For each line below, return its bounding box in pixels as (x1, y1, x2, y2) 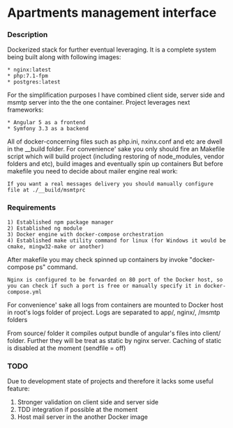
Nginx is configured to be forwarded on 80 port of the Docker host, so (7, 276, 223, 283)
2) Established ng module (7, 224, 82, 231)
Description (7, 30, 48, 40)
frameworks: (7, 106, 44, 114)
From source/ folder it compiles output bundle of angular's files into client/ (7, 329, 221, 337)
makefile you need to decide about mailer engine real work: (7, 167, 178, 176)
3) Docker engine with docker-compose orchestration (7, 231, 164, 238)
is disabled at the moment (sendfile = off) (7, 344, 126, 352)
